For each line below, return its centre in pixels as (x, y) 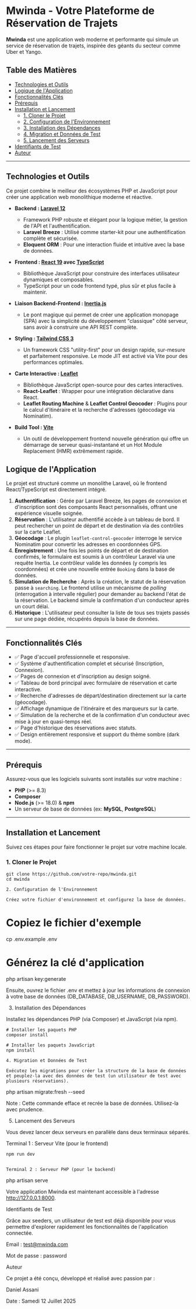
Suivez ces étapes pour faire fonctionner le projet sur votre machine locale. (97, 847)
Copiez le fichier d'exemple (74, 923)
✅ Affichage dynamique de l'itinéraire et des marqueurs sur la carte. (97, 708)
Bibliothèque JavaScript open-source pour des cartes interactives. (103, 385)
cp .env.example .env (32, 939)
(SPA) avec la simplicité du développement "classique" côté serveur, (105, 321)
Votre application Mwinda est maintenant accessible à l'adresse (83, 1191)
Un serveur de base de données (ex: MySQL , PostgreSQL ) (85, 809)
